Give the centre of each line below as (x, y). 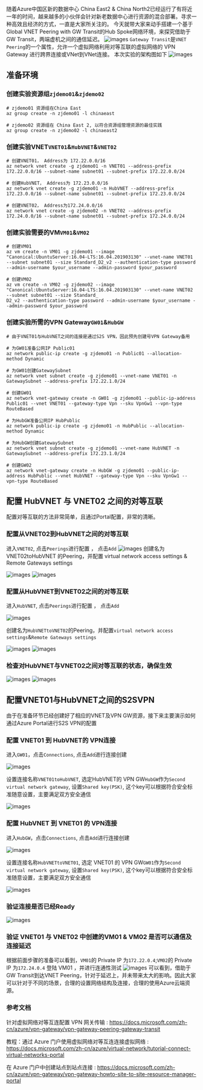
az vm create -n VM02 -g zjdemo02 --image (60, 285)
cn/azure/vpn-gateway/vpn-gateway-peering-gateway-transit (83, 1029)
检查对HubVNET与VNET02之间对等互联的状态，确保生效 (89, 665)
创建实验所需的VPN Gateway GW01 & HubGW (65, 322)
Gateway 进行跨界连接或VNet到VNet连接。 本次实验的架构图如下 (87, 54)
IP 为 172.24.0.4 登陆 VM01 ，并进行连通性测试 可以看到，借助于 (99, 968)
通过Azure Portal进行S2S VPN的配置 (52, 723)
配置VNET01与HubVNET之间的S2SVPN (81, 700)
